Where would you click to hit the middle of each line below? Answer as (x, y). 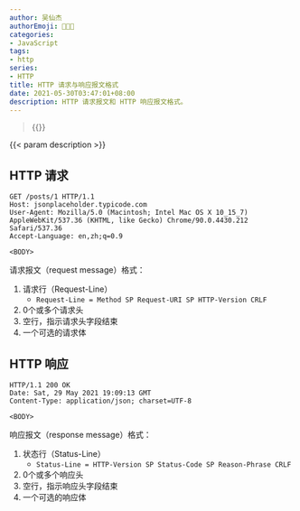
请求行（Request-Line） (67, 289)
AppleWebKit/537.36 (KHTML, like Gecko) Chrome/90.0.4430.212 (129, 221)
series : (24, 69)
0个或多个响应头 (53, 474)
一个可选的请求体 (54, 333)
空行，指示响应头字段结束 (70, 486)
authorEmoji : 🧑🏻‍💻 (42, 26)
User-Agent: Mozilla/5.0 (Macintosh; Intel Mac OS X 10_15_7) (129, 213)
